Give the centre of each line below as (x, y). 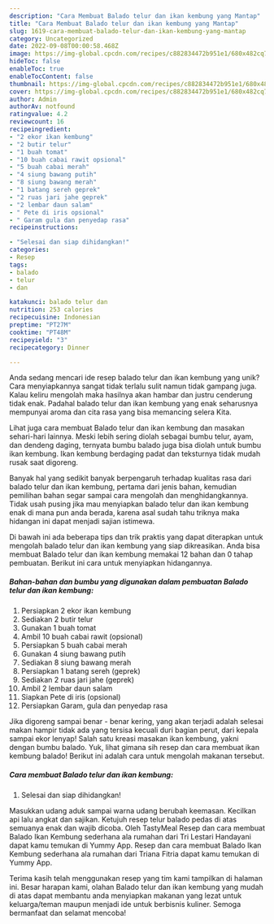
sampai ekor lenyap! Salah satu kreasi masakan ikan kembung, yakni (124, 739)
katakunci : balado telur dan (59, 302)
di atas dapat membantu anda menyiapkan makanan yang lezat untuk (126, 896)
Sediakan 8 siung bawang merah (76, 662)
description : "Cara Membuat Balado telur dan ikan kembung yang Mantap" (135, 16)
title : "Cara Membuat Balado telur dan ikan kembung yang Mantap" (124, 24)
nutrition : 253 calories (51, 310)
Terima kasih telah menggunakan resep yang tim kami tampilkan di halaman (136, 878)
